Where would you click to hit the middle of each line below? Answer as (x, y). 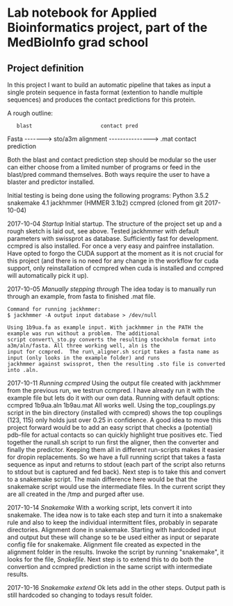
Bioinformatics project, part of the (107, 28)
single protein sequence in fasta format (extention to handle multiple (105, 92)
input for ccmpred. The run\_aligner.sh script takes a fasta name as (113, 352)
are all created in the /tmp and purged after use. (76, 494)
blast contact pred (77, 126)
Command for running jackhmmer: (54, 309)
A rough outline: (30, 113)
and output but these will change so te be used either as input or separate (113, 537)
